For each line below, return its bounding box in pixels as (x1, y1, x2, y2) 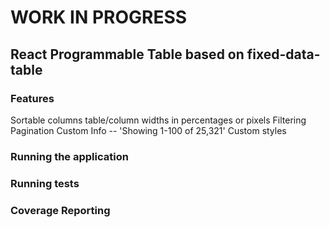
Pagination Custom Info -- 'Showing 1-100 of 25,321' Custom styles (10, 124, 287, 136)
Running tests (10, 176, 80, 190)
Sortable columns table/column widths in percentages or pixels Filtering (10, 114, 307, 126)
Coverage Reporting (10, 203, 111, 217)
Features (10, 91, 55, 105)
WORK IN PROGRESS (10, 6, 188, 29)
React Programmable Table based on (10, 46, 245, 63)
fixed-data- (246, 46, 321, 63)
